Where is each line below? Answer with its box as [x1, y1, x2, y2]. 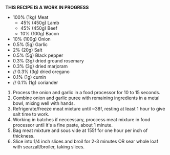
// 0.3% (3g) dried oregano [12, 69, 70, 75]
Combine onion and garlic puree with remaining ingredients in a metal [12, 95, 160, 101]
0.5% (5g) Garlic [12, 41, 48, 48]
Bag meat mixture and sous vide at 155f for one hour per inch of [12, 127, 148, 134]
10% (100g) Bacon [20, 31, 59, 36]
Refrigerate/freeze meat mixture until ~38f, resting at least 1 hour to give [12, 106, 165, 112]
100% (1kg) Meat [12, 14, 49, 20]
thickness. [12, 133, 35, 139]
